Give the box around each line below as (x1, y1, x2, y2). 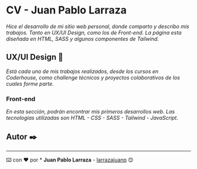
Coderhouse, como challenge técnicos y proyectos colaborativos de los (6, 74, 181, 81)
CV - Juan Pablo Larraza (6, 4, 127, 17)
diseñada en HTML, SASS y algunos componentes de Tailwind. (6, 35, 159, 42)
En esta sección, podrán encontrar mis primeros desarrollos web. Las (6, 108, 175, 115)
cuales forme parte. (6, 80, 54, 87)
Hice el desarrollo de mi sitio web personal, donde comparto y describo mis (6, 23, 189, 30)
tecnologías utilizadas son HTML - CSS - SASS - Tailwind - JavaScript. (6, 115, 179, 122)
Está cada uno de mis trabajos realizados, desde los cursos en (6, 68, 159, 75)
